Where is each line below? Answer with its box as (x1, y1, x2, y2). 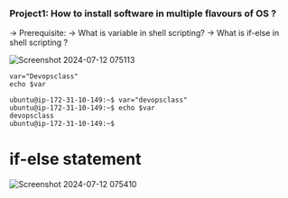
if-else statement (9, 149, 142, 169)
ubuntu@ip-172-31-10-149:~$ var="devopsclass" (9, 95, 188, 105)
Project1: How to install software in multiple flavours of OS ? (9, 7, 277, 20)
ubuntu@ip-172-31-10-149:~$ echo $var (9, 103, 155, 112)
